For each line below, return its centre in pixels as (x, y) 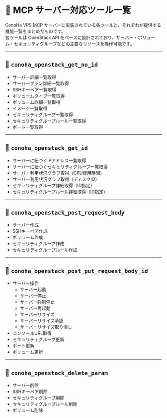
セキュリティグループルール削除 (45, 404)
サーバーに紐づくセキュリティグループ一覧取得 (60, 167)
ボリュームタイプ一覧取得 (39, 96)
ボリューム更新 (28, 352)
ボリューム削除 (28, 410)
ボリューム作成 (28, 237)
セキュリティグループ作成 (38, 244)
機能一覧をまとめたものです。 (36, 31)
